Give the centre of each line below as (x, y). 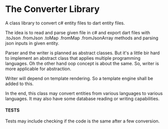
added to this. (20, 84)
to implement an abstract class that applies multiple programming (73, 58)
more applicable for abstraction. (38, 69)
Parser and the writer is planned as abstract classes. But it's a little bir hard (82, 53)
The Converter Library (52, 9)
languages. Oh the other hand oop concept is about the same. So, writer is (82, 63)
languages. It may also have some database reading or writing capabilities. (82, 99)
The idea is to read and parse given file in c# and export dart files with (78, 32)
